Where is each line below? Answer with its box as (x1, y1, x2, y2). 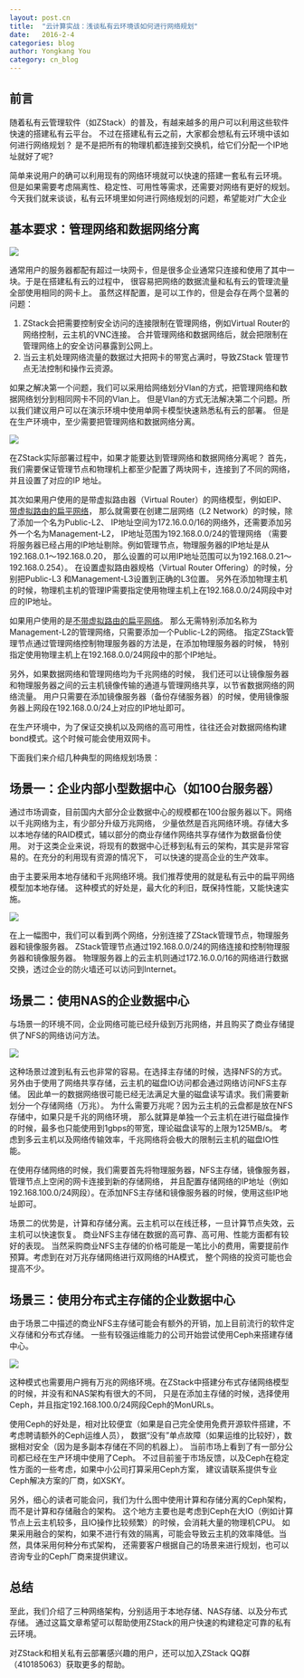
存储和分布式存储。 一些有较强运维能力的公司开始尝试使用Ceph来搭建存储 (16, 1330, 294, 1340)
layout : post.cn (9, 13, 71, 23)
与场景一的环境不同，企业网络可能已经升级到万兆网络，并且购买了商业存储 (9, 1019, 287, 1030)
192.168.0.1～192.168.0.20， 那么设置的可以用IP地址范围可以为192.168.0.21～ (9, 550, 292, 561)
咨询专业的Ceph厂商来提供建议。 (9, 1551, 133, 1562)
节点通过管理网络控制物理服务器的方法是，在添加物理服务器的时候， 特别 (16, 637, 290, 648)
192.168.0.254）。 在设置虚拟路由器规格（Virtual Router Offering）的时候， (9, 562, 286, 573)
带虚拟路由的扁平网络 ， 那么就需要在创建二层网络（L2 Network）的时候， (9, 505, 285, 516)
